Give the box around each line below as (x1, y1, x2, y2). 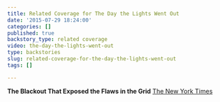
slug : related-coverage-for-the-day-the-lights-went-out (7, 56, 177, 62)
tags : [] (7, 62, 33, 69)
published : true (7, 29, 54, 37)
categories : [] (7, 23, 52, 30)
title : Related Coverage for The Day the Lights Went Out (7, 10, 179, 17)
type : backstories (7, 49, 61, 56)
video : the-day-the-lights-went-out (7, 42, 114, 49)
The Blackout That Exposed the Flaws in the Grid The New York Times (7, 87, 213, 95)
